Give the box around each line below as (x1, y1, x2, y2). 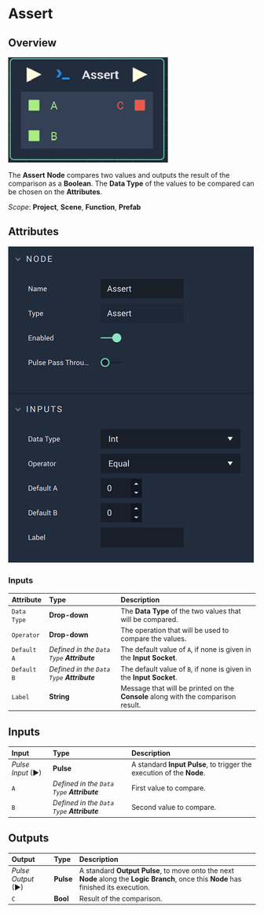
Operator (11, 631, 41, 639)
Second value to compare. (130, 802, 217, 812)
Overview (8, 36, 57, 50)
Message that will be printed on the (120, 683, 234, 693)
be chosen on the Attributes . (8, 187, 103, 197)
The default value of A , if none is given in (120, 645, 251, 654)
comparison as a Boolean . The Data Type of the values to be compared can (8, 179, 255, 188)
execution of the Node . (130, 768, 206, 777)
